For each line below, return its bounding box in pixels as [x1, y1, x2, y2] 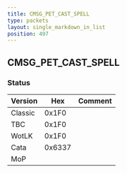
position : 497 [7, 30, 49, 38]
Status [7, 77, 30, 87]
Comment [78, 96, 112, 106]
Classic [11, 108, 35, 118]
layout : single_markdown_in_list [7, 23, 106, 30]
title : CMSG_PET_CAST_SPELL [7, 10, 90, 18]
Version [11, 96, 38, 106]
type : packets [7, 17, 49, 24]
